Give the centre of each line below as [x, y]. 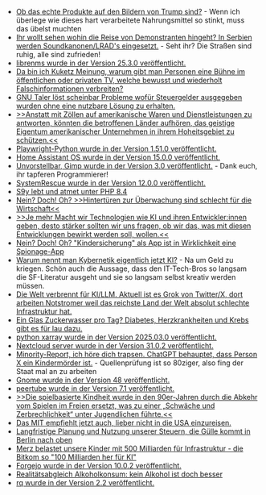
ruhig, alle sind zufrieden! [58, 54]
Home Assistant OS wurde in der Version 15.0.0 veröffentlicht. [118, 157]
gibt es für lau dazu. [49, 329]
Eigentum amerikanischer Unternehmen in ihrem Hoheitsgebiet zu [125, 131]
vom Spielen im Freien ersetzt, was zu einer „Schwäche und [115, 406]
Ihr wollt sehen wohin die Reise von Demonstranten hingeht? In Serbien [134, 37]
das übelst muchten [49, 29]
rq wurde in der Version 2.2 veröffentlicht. [85, 483]
